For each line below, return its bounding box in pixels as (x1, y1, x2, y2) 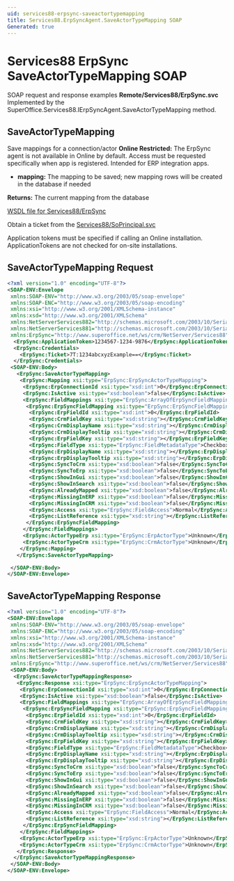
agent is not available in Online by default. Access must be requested (7, 152, 206, 160)
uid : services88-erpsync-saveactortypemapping (7, 10, 145, 17)
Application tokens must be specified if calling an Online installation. (7, 234, 203, 242)
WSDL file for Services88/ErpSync (7, 207, 107, 216)
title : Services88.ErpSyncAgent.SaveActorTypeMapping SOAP (7, 17, 182, 24)
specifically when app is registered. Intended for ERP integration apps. (7, 159, 210, 168)
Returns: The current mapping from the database (7, 193, 150, 202)
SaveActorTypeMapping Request (7, 262, 154, 273)
